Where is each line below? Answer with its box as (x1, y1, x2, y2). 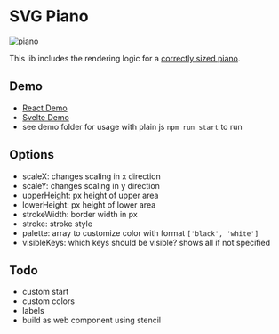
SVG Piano (9, 6, 89, 27)
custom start (21, 287, 69, 297)
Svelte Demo (21, 111, 69, 122)
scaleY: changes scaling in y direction (21, 180, 160, 191)
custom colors (21, 296, 76, 306)
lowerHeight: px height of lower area (21, 199, 156, 210)
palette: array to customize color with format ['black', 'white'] (21, 227, 259, 238)
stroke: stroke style (21, 218, 93, 229)
